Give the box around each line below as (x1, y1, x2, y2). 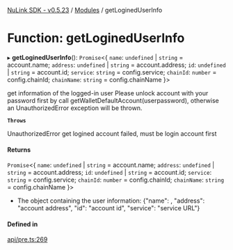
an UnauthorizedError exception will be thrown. (7, 104, 143, 112)
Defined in (7, 219, 38, 228)
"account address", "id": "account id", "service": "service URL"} (17, 204, 200, 212)
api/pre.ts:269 (7, 235, 48, 244)
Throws (7, 117, 26, 124)
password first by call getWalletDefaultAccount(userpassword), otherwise (7, 96, 219, 104)
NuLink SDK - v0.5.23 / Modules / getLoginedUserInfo (7, 6, 163, 14)
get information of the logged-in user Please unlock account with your (7, 88, 209, 97)
